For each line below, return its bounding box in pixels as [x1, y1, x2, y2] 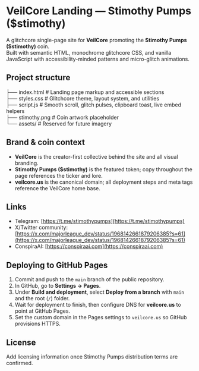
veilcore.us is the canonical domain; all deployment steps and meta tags [14, 178, 193, 185]
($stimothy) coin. [6, 43, 49, 50]
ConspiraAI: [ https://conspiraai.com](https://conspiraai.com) [14, 243, 163, 250]
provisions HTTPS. [14, 320, 61, 328]
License [6, 337, 36, 347]
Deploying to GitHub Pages [6, 260, 108, 270]
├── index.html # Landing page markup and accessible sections [6, 88, 165, 96]
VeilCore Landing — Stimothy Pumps [6, 4, 192, 18]
